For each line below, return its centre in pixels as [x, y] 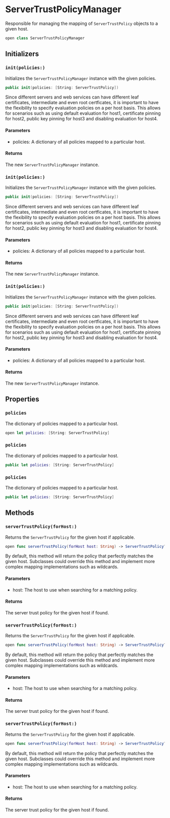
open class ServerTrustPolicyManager [45, 38]
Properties [22, 399]
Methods [20, 513]
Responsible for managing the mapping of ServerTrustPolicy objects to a [82, 23]
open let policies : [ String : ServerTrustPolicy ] [57, 433]
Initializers [22, 54]
